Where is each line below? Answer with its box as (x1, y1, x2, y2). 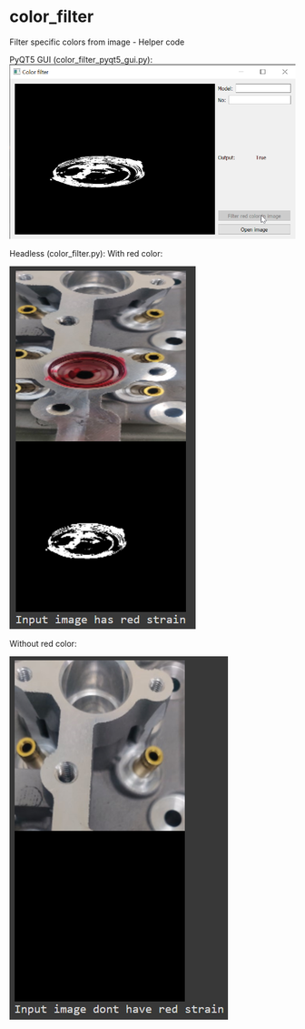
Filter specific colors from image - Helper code (9, 36, 185, 47)
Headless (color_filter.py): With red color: (9, 247, 163, 258)
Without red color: (9, 638, 77, 649)
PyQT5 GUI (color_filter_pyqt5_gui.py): (9, 54, 152, 65)
